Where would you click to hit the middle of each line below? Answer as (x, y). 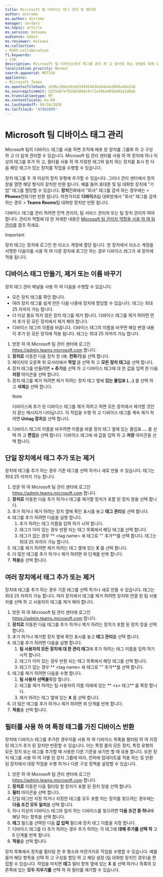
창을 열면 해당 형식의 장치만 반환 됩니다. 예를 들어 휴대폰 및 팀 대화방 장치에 (76, 184)
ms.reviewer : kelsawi (27, 41)
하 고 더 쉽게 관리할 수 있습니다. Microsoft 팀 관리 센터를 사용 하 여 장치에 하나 (79, 155)
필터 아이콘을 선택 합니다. (36, 793)
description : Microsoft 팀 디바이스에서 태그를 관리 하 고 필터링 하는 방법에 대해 (80, 64)
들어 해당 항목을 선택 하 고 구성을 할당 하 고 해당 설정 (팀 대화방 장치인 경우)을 (78, 858)
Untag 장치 (32, 419)
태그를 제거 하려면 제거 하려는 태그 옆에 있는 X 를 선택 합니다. (70, 548)
